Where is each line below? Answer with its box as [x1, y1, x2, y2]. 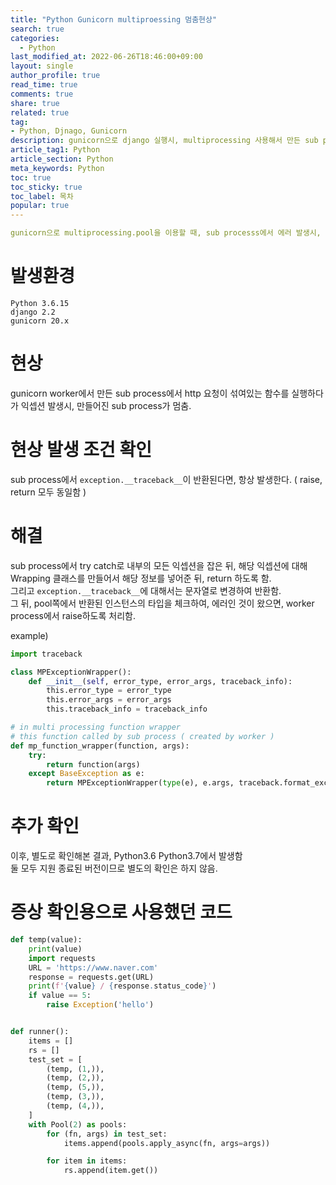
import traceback [10, 649, 83, 659]
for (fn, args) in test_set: [46, 1129, 168, 1139]
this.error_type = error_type [46, 686, 172, 696]
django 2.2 [10, 307, 56, 317]
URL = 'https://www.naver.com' [28, 962, 159, 973]
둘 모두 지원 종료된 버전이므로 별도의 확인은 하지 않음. [10, 862, 218, 875]
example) [10, 629, 49, 641]
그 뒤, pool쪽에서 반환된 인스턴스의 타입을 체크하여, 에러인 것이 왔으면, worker [10, 597, 315, 609]
